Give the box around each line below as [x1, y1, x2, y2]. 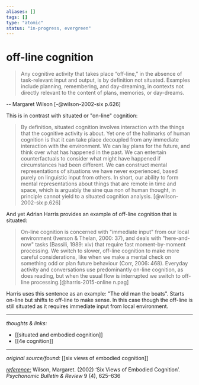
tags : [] [6, 14, 28, 20]
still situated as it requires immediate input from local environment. [6, 303, 169, 310]
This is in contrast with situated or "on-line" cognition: [6, 112, 138, 119]
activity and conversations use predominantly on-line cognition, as [20, 266, 184, 273]
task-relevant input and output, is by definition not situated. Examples [20, 76, 191, 84]
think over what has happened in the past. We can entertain [20, 149, 167, 156]
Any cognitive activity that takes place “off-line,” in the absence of [20, 70, 182, 78]
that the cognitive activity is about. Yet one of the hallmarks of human [20, 130, 191, 137]
